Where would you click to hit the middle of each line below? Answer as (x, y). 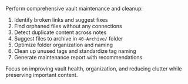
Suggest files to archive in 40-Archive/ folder (68, 38)
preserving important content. (42, 75)
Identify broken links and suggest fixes (61, 20)
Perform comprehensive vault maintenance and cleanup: (74, 9)
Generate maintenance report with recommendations (78, 57)
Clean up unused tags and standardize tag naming (75, 51)
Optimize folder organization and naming (63, 45)
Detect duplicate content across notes (60, 32)
